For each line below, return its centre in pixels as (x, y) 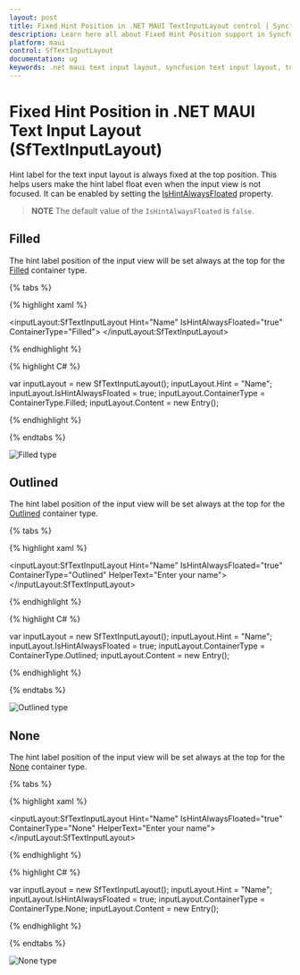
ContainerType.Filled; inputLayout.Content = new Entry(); (114, 403)
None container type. (48, 767)
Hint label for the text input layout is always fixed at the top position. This (143, 174)
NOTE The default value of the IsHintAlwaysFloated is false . (142, 210)
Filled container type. (48, 270)
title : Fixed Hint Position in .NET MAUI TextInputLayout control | (139, 26)
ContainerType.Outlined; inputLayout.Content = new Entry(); (120, 656)
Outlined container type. (54, 513)
